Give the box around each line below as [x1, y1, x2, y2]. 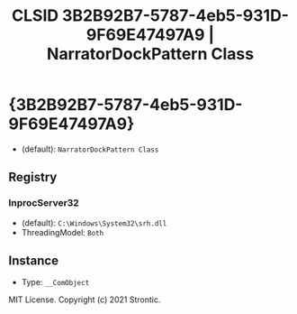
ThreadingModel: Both [21, 226, 104, 237]
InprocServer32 [8, 197, 80, 209]
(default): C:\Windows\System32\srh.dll [21, 217, 167, 228]
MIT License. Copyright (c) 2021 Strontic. [8, 294, 161, 305]
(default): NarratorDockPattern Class [21, 143, 159, 154]
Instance [8, 254, 59, 269]
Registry [8, 170, 58, 185]
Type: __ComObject [21, 277, 90, 288]
